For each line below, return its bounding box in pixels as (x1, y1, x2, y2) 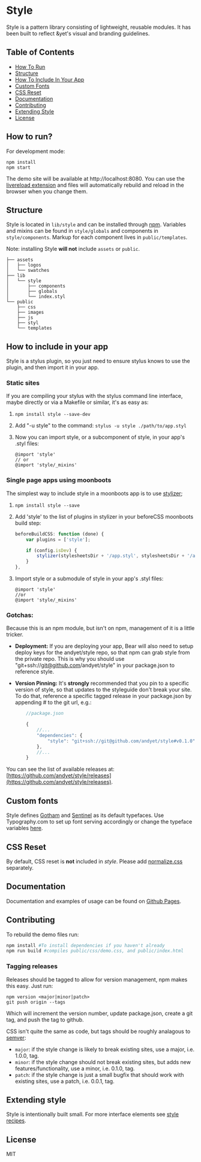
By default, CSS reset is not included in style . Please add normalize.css (6, 858, 183, 865)
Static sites (6, 379, 40, 387)
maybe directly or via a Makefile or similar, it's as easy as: (6, 399, 149, 406)
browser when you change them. (6, 187, 88, 195)
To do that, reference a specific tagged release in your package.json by (14, 693, 192, 700)
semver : (6, 1034, 26, 1041)
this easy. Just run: (6, 982, 53, 989)
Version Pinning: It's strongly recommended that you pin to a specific (14, 679, 189, 687)
